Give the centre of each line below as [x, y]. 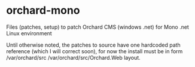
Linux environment [29, 33]
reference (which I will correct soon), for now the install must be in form [95, 51]
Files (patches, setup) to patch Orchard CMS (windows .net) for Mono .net [98, 27]
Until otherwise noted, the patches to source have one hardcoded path [93, 45]
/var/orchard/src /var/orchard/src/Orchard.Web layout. [73, 57]
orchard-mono [43, 10]
